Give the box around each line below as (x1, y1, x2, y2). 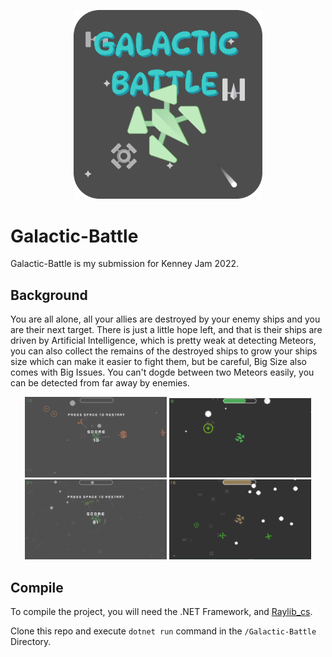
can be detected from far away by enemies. (10, 377, 190, 389)
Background (10, 286, 88, 304)
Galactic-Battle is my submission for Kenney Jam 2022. (10, 258, 240, 270)
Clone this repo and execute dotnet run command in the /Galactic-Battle (10, 625, 317, 637)
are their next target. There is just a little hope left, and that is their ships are (10, 324, 323, 336)
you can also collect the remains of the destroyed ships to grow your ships (10, 345, 318, 357)
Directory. (10, 636, 52, 648)
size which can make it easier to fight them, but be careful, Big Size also (10, 356, 307, 368)
